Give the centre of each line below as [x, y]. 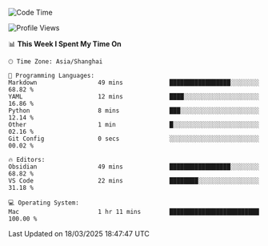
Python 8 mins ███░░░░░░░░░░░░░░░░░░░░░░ [134, 111]
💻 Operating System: [44, 203]
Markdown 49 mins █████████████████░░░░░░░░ [134, 83]
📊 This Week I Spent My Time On [65, 44]
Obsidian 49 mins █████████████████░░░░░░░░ [134, 167]
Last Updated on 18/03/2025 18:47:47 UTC [79, 234]
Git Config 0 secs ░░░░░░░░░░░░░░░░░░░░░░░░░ [134, 139]
